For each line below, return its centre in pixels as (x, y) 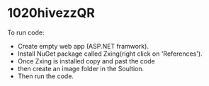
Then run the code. (46, 76)
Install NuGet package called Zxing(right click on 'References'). (110, 54)
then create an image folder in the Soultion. (81, 68)
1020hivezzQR (51, 13)
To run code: (26, 32)
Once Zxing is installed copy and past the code (86, 61)
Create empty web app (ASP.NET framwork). (83, 46)
